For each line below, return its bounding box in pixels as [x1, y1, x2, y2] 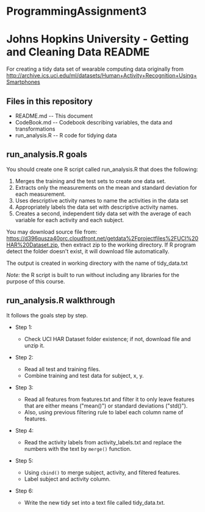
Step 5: [15, 456, 34, 464]
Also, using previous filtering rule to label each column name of [24, 408, 184, 416]
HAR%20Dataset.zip [6, 241, 58, 248]
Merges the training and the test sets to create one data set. [15, 177, 166, 184]
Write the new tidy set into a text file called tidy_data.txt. [24, 499, 165, 506]
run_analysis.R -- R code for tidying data [15, 131, 117, 139]
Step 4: [15, 427, 34, 434]
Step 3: [15, 383, 34, 391]
